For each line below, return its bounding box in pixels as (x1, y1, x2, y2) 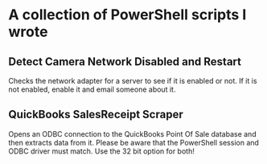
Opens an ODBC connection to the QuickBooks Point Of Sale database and (8, 129, 257, 138)
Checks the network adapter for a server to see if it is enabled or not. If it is (8, 76, 257, 85)
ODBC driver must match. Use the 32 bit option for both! (8, 146, 195, 156)
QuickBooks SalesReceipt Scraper (8, 108, 183, 121)
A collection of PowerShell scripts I (8, 6, 247, 24)
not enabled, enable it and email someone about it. (8, 84, 176, 94)
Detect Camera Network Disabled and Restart (8, 55, 242, 68)
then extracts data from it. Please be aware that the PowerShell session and (8, 137, 260, 147)
